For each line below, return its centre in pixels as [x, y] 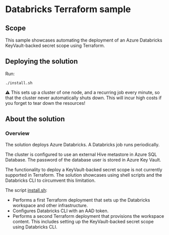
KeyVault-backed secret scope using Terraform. [55, 46]
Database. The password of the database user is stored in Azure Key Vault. [83, 160]
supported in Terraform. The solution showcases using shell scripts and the [84, 175]
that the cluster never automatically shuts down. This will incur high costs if [83, 98]
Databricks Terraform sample [68, 9]
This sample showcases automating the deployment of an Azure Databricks [84, 40]
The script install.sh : [26, 190]
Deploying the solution [42, 62]
